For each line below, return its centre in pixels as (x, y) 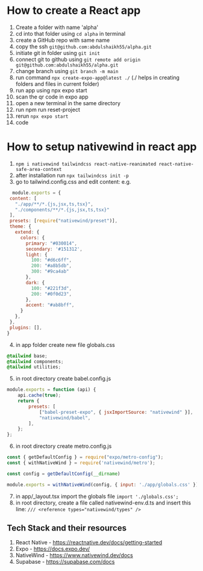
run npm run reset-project (48, 109)
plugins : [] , (26, 327)
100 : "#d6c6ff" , (51, 260)
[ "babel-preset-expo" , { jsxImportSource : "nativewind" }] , (116, 412)
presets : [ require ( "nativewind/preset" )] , (64, 221)
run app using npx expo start (51, 90)
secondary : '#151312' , (54, 249)
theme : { (20, 227)
